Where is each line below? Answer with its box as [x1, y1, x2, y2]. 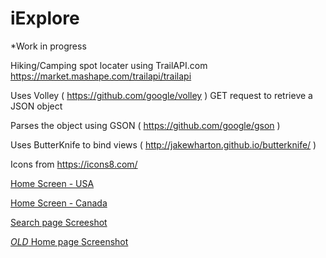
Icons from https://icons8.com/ [10, 158, 138, 170]
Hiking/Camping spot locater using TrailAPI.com [10, 59, 208, 71]
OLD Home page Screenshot [10, 235, 129, 247]
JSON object [10, 100, 63, 112]
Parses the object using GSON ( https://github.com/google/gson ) [10, 119, 281, 131]
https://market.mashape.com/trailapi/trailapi [10, 70, 192, 82]
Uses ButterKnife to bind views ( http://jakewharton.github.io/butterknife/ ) [10, 138, 317, 151]
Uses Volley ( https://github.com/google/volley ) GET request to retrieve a [10, 89, 313, 101]
